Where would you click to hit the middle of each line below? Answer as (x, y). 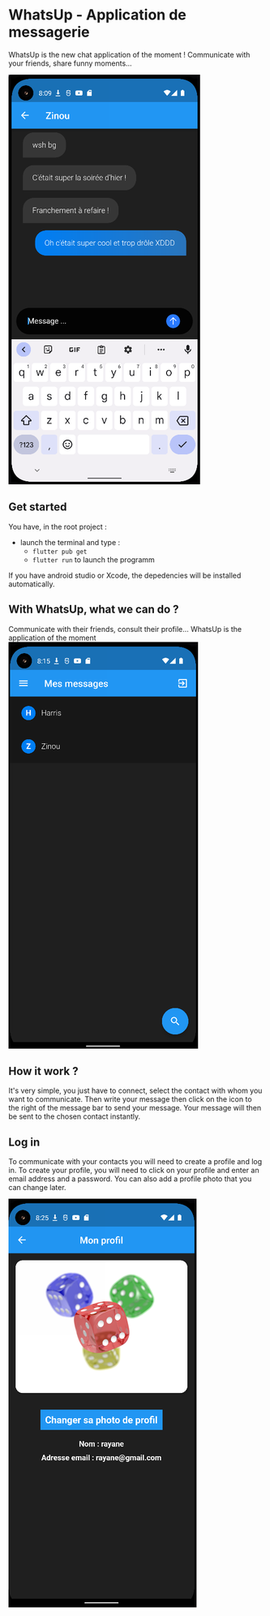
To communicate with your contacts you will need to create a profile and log (135, 1162)
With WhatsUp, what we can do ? (94, 610)
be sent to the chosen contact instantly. (75, 1116)
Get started (38, 507)
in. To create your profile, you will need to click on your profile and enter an (134, 1171)
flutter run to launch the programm (94, 559)
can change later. (37, 1188)
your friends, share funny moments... (70, 63)
